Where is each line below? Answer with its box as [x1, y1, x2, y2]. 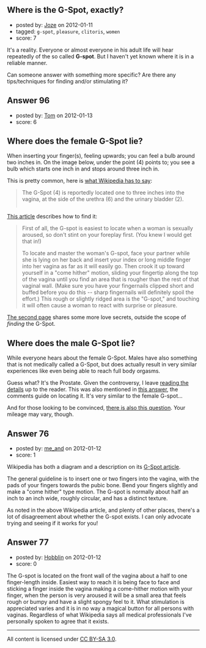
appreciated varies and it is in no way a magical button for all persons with [7, 604, 194, 612]
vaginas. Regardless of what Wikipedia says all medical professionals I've [7, 611, 192, 619]
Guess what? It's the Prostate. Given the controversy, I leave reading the [7, 379, 189, 387]
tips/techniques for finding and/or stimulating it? [7, 77, 128, 85]
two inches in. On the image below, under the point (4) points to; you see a [7, 159, 195, 166]
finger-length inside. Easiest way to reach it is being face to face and [7, 578, 180, 585]
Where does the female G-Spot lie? [7, 136, 143, 147]
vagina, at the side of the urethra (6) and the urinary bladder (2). [21, 196, 184, 203]
